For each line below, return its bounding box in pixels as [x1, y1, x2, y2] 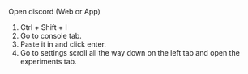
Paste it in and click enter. [19, 39, 107, 49]
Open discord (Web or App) [8, 7, 101, 16]
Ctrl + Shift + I [19, 23, 67, 31]
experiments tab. [19, 56, 77, 66]
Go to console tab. [19, 31, 83, 40]
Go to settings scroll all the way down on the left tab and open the [19, 48, 241, 57]
